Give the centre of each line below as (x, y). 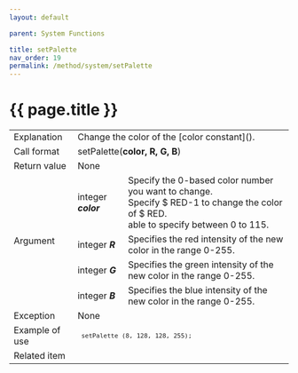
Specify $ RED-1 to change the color (205, 202)
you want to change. (170, 192)
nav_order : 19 (35, 58)
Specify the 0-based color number (201, 180)
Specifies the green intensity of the (201, 265)
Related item (40, 356)
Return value (40, 166)
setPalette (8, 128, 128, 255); (137, 336)
